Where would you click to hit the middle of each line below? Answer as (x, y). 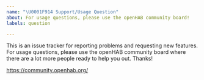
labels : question (28, 23)
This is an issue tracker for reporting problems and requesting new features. (102, 45)
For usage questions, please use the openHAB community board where (96, 52)
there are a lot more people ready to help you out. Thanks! (79, 59)
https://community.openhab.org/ (47, 70)
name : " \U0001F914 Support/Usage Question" (63, 12)
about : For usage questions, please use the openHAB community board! (98, 18)
